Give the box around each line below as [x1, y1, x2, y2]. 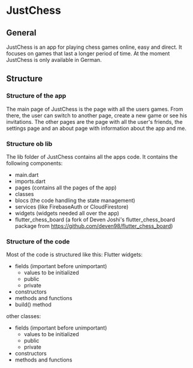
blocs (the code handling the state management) [14, 197, 135, 204]
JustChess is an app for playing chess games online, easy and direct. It [6, 43, 182, 51]
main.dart [14, 171, 39, 178]
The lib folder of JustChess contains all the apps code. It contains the [6, 153, 178, 160]
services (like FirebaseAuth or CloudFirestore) [14, 203, 129, 210]
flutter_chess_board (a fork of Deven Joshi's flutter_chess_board [14, 216, 176, 223]
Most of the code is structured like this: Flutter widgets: [6, 251, 143, 259]
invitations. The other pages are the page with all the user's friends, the [6, 118, 183, 125]
